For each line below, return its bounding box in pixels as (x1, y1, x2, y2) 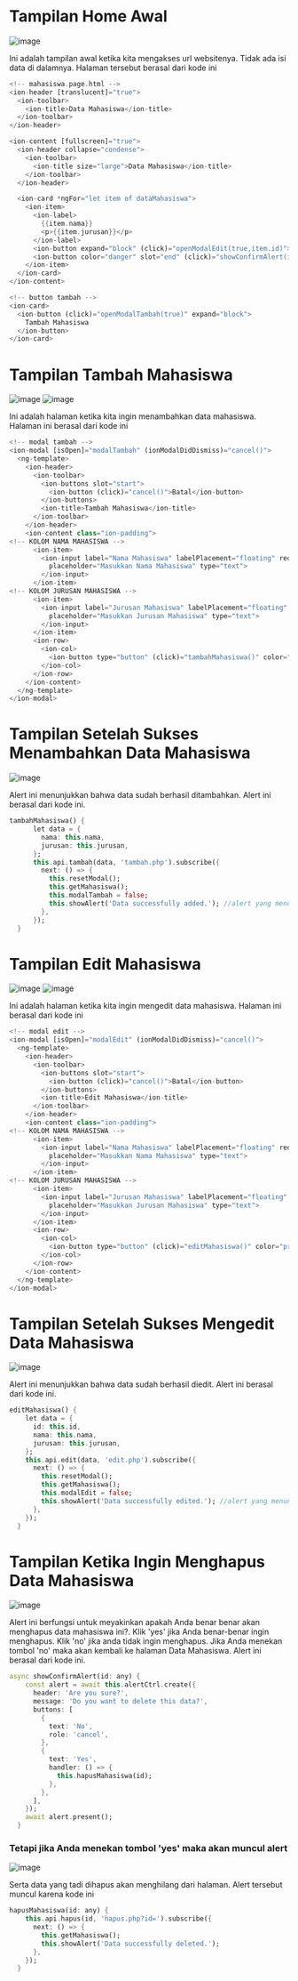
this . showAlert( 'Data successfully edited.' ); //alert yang (41, 1496, 268, 1505)
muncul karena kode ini (9, 1888, 95, 1900)
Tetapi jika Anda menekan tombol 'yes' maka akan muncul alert (9, 1841, 288, 1854)
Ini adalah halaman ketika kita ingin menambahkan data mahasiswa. (9, 411, 257, 422)
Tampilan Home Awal (9, 6, 169, 27)
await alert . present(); (25, 1813, 114, 1822)
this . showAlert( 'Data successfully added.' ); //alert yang (48, 898, 272, 908)
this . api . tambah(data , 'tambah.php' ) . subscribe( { (32, 858, 220, 866)
